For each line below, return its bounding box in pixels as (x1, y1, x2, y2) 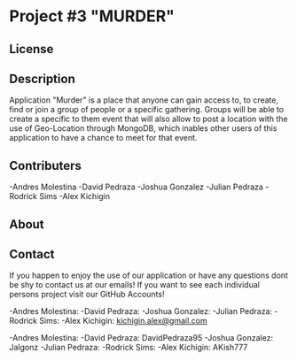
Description (9, 71, 75, 86)
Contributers (9, 157, 82, 173)
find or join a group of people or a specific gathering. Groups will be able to (9, 104, 285, 115)
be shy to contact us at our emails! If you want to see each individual (9, 280, 260, 290)
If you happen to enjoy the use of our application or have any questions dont (9, 270, 288, 280)
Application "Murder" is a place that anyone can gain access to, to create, (9, 95, 279, 105)
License (9, 42, 54, 57)
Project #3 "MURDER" (9, 6, 176, 27)
